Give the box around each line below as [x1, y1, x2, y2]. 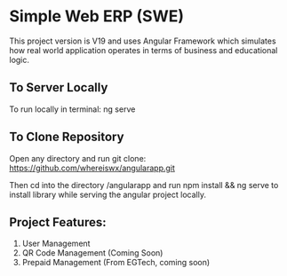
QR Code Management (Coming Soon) [21, 248, 163, 258]
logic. [9, 54, 29, 65]
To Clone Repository [9, 130, 124, 145]
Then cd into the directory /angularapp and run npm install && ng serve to [9, 179, 279, 190]
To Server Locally [9, 80, 108, 95]
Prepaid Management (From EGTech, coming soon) [21, 257, 211, 268]
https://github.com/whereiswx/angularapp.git [9, 162, 176, 173]
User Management [21, 238, 91, 249]
